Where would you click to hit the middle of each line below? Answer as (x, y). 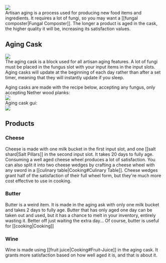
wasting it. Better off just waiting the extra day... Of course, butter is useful (82, 220)
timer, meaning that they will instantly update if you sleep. (65, 77)
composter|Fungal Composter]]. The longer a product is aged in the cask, (81, 23)
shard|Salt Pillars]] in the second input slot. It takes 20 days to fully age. (79, 154)
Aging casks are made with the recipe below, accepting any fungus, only (80, 87)
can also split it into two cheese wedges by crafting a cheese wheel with (80, 165)
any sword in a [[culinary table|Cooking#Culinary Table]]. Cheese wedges (81, 170)
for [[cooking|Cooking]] (30, 226)
